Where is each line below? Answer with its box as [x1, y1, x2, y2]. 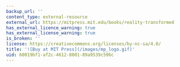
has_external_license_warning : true [6, 30, 96, 36]
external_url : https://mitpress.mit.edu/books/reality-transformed [6, 19, 175, 25]
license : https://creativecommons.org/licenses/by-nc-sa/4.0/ [6, 41, 161, 47]
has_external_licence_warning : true [6, 24, 96, 31]
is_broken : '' [6, 36, 41, 41]
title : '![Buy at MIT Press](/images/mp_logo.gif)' [6, 47, 135, 52]
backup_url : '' [6, 8, 43, 15]
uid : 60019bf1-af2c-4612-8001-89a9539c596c [6, 52, 114, 58]
